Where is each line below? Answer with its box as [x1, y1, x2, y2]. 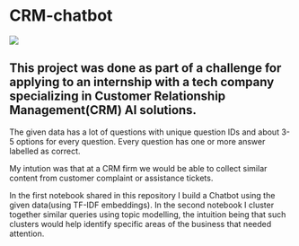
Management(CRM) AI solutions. [9, 102, 198, 118]
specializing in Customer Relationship [9, 89, 226, 104]
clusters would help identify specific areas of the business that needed [9, 218, 272, 229]
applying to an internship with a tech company [9, 75, 275, 90]
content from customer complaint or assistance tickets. [9, 172, 214, 183]
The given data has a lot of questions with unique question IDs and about [9, 127, 280, 137]
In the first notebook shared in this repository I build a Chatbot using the [9, 189, 276, 200]
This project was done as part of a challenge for [9, 60, 282, 76]
